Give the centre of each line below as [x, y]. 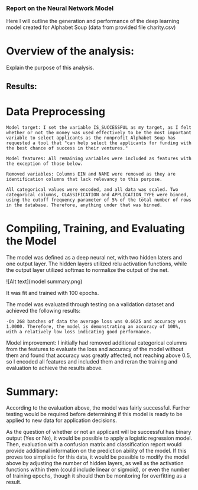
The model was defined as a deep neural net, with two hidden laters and [94, 257]
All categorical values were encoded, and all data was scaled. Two [92, 189]
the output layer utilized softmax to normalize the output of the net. [88, 270]
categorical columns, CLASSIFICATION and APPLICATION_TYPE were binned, [98, 194]
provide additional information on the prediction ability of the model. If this [96, 451]
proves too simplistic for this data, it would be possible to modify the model [98, 457]
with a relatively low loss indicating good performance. [79, 332]
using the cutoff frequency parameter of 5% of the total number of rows [99, 200]
